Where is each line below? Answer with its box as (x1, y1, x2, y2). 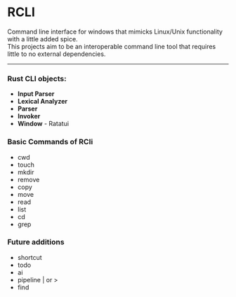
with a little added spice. (7, 34, 79, 43)
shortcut (17, 253, 42, 261)
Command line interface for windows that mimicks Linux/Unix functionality (7, 27, 223, 36)
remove (17, 175, 40, 184)
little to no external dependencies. (7, 50, 106, 58)
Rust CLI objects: (7, 74, 67, 83)
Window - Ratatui (17, 120, 69, 128)
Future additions (7, 237, 65, 247)
